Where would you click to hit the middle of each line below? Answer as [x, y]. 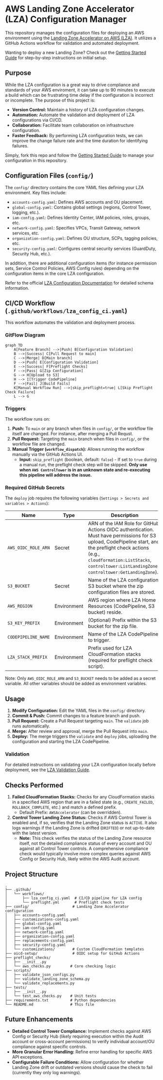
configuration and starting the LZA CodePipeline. [61, 742]
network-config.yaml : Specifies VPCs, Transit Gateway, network [76, 228]
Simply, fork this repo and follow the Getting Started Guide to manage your [80, 155]
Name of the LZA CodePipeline [123, 634]
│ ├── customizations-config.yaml [42, 920]
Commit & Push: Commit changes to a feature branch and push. [76, 716]
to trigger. [99, 640]
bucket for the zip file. [113, 626]
